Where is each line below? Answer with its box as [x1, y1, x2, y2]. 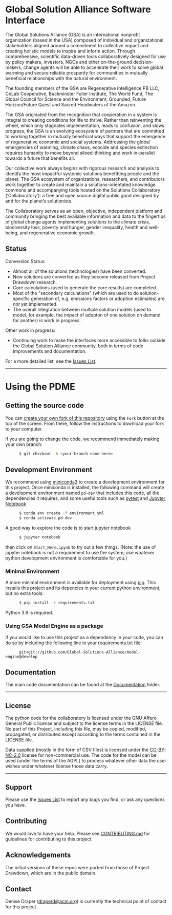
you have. [5, 801, 26, 808]
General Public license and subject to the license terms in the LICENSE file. [5, 720, 163, 726]
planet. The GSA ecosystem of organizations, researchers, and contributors [5, 176, 165, 182]
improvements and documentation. [12, 348, 87, 354]
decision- [133, 59, 154, 65]
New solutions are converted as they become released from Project [12, 273, 156, 279]
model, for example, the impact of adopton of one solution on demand [12, 312, 161, 318]
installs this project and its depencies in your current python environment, [5, 585, 161, 591]
